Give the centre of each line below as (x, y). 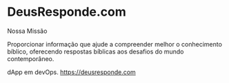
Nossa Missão (27, 31)
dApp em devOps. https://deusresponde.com (71, 72)
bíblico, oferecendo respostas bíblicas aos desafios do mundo (96, 51)
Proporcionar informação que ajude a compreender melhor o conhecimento (115, 44)
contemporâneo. (31, 58)
